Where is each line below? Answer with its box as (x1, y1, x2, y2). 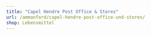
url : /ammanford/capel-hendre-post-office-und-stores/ (6, 14, 146, 20)
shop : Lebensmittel (6, 20, 55, 26)
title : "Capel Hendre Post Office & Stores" (6, 8, 119, 15)
